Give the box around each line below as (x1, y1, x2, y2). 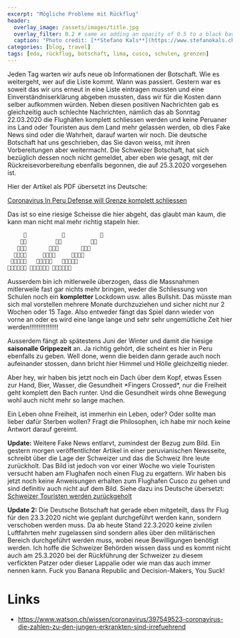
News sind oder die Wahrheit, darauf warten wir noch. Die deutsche (7, 130, 207, 139)
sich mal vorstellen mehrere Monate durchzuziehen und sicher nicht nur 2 (7, 300, 225, 309)
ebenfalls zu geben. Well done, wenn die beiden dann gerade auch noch (7, 352, 221, 360)
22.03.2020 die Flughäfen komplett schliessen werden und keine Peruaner (7, 115, 227, 123)
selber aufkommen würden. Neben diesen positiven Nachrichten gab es (7, 100, 219, 108)
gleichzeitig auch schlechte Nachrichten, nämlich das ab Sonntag (7, 108, 200, 116)
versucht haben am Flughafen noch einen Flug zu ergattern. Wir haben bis (7, 469, 226, 478)
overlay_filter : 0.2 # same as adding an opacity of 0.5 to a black (14, 30, 222, 38)
